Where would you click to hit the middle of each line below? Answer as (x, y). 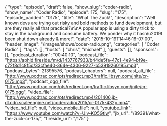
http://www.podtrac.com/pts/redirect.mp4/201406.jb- (63, 97)
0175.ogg (14, 92)
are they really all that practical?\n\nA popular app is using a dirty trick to (80, 28)
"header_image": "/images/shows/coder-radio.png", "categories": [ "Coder (82, 44)
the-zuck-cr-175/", (24, 118)
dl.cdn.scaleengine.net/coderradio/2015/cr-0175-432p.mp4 (67, 102)
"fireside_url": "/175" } (66, 118)
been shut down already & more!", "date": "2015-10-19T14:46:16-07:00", (79, 39)
